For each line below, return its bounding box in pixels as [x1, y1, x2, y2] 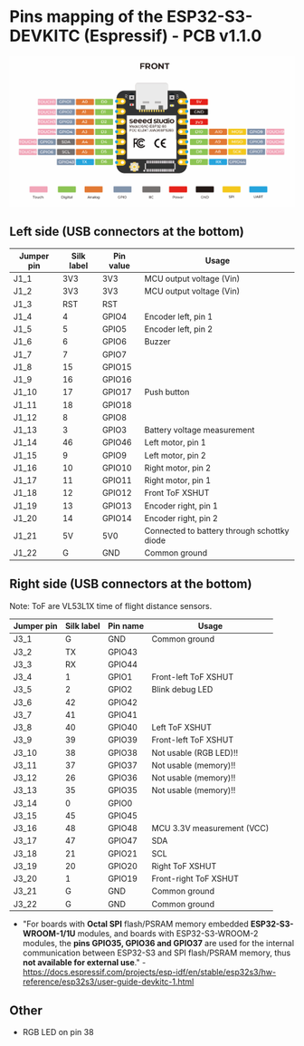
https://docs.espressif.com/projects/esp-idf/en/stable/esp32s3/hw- [22, 967, 277, 978]
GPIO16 [102, 374, 133, 385]
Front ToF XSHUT [144, 488, 210, 499]
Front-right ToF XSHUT [151, 873, 240, 885]
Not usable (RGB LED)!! [151, 747, 238, 758]
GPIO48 [108, 823, 138, 834]
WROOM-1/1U [22, 928, 76, 939]
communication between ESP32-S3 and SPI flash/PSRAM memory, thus [22, 947, 291, 958]
